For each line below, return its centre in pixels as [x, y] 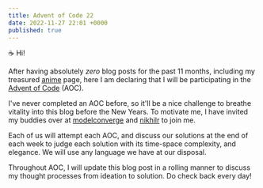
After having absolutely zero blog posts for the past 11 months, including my [132, 71]
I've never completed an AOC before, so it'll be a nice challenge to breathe [130, 103]
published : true [35, 30]
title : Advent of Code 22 [51, 15]
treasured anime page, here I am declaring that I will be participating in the [130, 80]
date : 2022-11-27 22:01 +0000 [58, 23]
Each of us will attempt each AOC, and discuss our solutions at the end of [128, 136]
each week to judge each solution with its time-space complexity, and [122, 144]
